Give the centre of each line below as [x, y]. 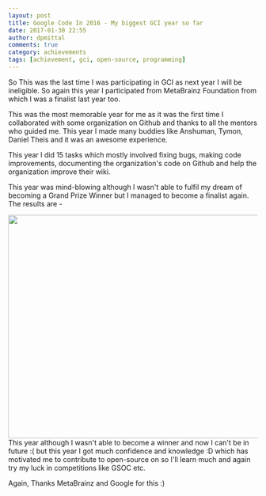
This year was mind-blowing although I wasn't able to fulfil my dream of [125, 187]
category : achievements [47, 52]
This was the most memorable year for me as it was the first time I [116, 114]
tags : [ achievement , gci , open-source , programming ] [97, 60]
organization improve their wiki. [59, 172]
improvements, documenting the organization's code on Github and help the [133, 163]
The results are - [36, 203]
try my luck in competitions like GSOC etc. [77, 468]
